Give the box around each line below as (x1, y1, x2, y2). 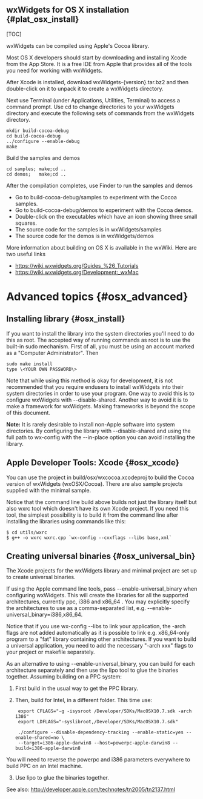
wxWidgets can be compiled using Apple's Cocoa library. (6, 42, 150, 49)
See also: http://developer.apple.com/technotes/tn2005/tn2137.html (6, 786, 176, 793)
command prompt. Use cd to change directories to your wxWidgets (6, 103, 175, 110)
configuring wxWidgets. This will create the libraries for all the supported (6, 592, 188, 599)
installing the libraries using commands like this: (6, 517, 126, 525)
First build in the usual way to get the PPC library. (15, 685, 138, 692)
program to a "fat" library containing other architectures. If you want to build (6, 635, 197, 643)
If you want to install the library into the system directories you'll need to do (6, 330, 195, 337)
